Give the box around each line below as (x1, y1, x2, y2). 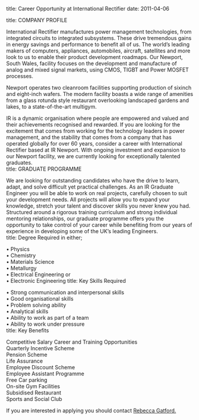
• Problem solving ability (6, 301, 67, 308)
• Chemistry (6, 252, 36, 259)
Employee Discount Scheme (6, 364, 75, 370)
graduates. (6, 159, 33, 166)
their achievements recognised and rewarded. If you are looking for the (6, 121, 180, 128)
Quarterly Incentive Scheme (6, 345, 75, 351)
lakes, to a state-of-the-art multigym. (6, 103, 97, 110)
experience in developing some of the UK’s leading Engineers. (6, 228, 159, 234)
